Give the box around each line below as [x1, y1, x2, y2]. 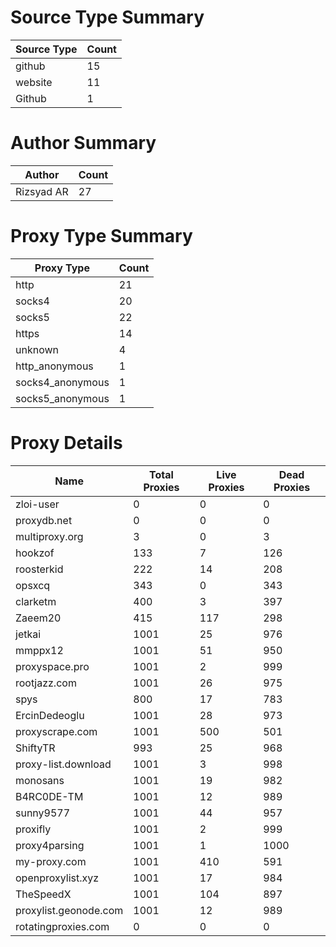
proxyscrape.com [15, 724, 98, 738]
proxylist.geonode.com [15, 903, 124, 917]
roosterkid [15, 562, 64, 576]
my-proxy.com [15, 854, 87, 868]
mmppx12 [15, 643, 64, 657]
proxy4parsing [15, 838, 85, 852]
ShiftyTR [15, 741, 56, 755]
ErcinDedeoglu [15, 708, 85, 722]
